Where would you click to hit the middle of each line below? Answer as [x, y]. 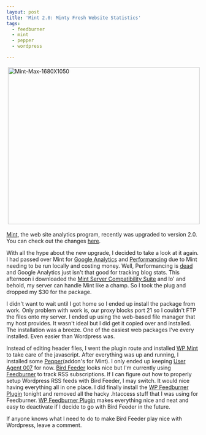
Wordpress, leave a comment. [44, 425]
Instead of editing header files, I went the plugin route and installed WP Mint [102, 348]
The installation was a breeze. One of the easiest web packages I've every [100, 330]
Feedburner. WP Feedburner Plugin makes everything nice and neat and [97, 400]
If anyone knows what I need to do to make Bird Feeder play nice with [94, 418]
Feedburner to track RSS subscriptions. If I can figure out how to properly [99, 374]
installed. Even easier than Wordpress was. [61, 336]
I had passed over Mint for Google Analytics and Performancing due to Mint [102, 259]
